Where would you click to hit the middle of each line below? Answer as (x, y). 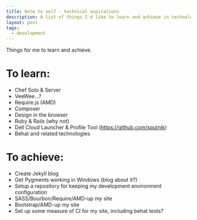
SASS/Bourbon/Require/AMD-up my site (63, 198)
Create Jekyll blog (37, 173)
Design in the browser (41, 115)
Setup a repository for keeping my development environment (88, 186)
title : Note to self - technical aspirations (62, 11)
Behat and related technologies (52, 134)
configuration (31, 192)
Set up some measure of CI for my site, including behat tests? (89, 211)
